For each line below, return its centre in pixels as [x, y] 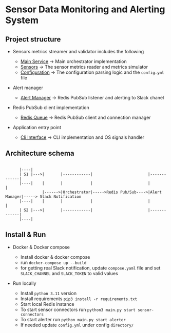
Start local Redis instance [47, 304]
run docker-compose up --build [53, 262]
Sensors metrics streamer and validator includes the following [78, 51]
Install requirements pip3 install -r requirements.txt [79, 299]
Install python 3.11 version [49, 293]
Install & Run [26, 235]
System [22, 20]
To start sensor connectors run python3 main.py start [78, 309]
